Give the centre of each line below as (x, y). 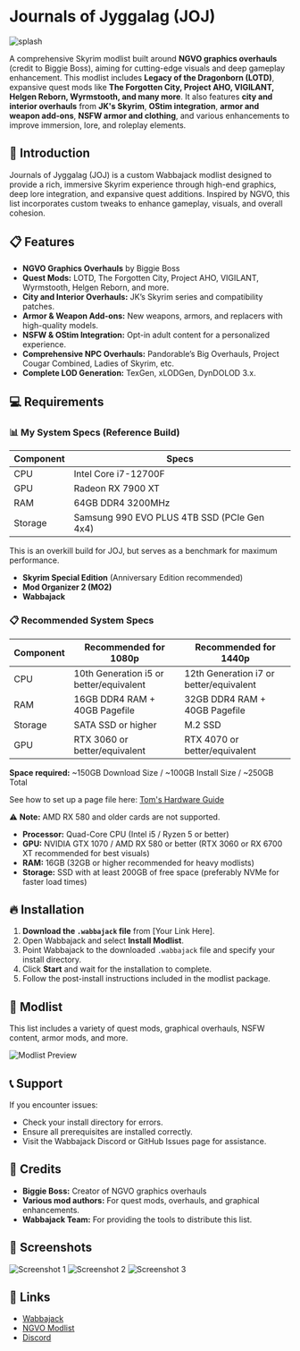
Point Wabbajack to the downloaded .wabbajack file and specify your (148, 950)
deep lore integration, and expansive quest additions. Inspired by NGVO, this (150, 193)
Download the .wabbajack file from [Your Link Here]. (118, 931)
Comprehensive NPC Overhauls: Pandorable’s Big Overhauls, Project (150, 353)
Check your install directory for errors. (92, 1122)
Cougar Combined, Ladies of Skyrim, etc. (98, 363)
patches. (38, 306)
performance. (34, 560)
